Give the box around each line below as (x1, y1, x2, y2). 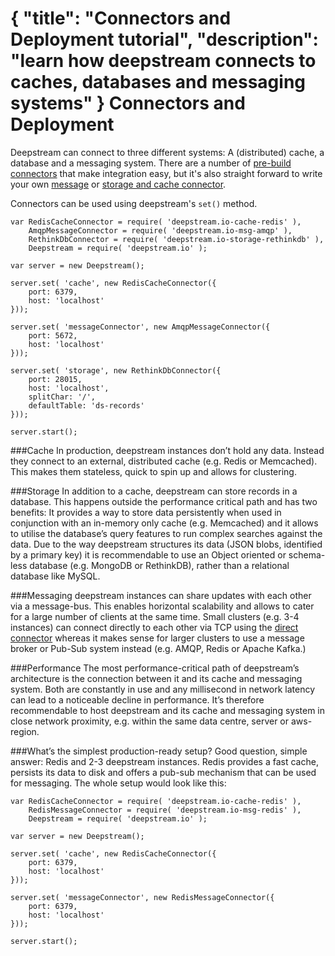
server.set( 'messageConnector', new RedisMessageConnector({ (10, 892, 275, 902)
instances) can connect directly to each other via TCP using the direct (10, 621, 299, 633)
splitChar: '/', (28, 392, 97, 402)
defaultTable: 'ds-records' (28, 400, 145, 411)
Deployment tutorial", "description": (10, 28, 319, 51)
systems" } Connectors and (10, 92, 246, 115)
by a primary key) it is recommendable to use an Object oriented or (10, 548, 287, 561)
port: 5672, (28, 330, 78, 341)
